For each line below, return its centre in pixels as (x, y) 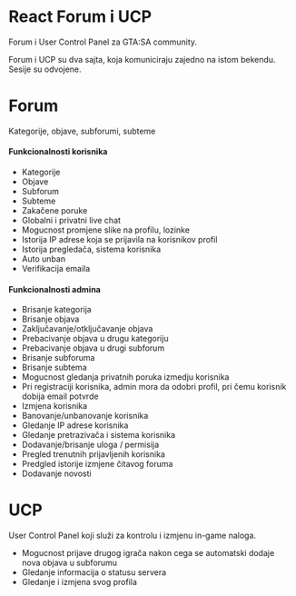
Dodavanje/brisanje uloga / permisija (90, 445)
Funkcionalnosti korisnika (58, 152)
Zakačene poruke (54, 211)
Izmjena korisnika (54, 406)
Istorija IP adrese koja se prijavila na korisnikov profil (119, 240)
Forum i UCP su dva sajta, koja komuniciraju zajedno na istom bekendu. (142, 59)
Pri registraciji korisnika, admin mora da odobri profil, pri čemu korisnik (154, 387)
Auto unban (43, 259)
